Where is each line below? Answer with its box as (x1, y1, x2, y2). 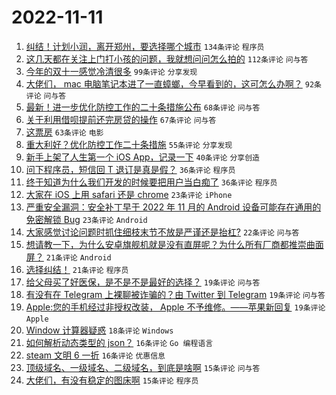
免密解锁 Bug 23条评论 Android (25, 213, 148, 225)
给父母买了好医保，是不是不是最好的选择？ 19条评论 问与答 (25, 276, 261, 288)
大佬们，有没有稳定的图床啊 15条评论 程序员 (25, 374, 199, 386)
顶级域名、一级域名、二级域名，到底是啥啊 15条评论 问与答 (25, 361, 261, 373)
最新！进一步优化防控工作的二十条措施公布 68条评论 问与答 (25, 101, 261, 113)
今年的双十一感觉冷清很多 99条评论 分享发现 (25, 65, 198, 77)
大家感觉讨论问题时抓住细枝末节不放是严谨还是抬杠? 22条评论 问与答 (25, 226, 300, 238)
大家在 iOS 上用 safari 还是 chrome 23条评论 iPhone (25, 188, 233, 200)
